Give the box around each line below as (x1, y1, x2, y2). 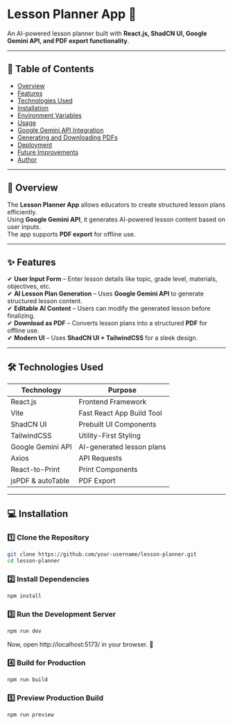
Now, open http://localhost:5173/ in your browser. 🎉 (7, 640, 154, 648)
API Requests (78, 454, 123, 463)
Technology (21, 385, 62, 395)
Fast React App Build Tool (78, 409, 162, 418)
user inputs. (7, 222, 42, 231)
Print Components (78, 465, 138, 475)
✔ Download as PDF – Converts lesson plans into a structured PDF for (7, 319, 208, 327)
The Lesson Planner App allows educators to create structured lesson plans (7, 201, 225, 209)
